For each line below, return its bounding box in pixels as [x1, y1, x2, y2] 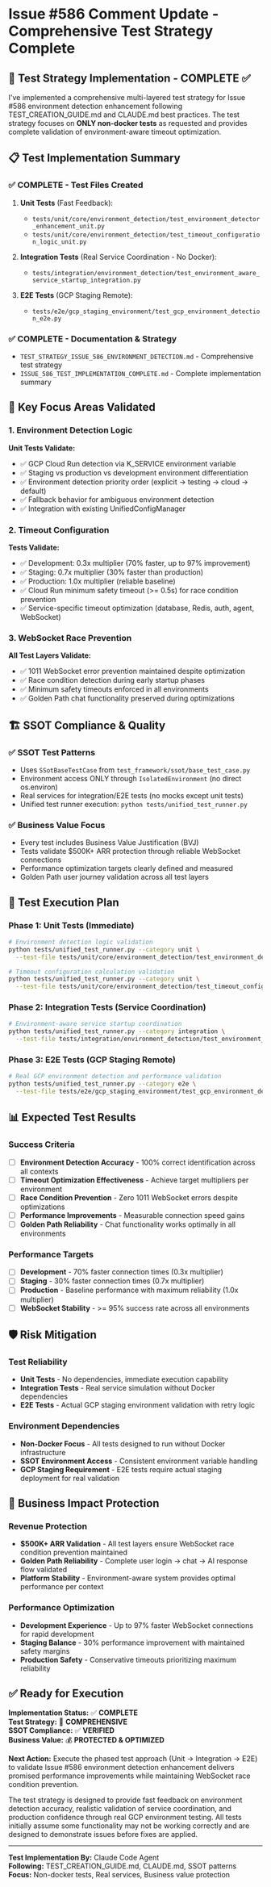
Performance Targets [8, 1249, 94, 1260]
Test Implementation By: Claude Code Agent [8, 1853, 160, 1863]
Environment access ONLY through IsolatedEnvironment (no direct [19, 773, 242, 783]
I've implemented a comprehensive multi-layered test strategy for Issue [8, 93, 246, 102]
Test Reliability [8, 1356, 68, 1367]
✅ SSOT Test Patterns [8, 747, 95, 758]
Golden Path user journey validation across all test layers [19, 872, 210, 882]
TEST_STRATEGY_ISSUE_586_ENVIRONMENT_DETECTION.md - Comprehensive [19, 351, 254, 361]
